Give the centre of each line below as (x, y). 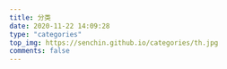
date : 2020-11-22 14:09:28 (60, 26)
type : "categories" (46, 34)
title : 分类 (30, 17)
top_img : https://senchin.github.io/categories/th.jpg (114, 43)
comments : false (39, 51)
